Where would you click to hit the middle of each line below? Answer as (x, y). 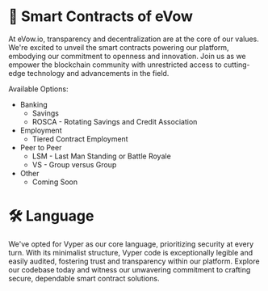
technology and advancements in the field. (98, 73)
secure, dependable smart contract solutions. (84, 278)
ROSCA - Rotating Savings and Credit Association (115, 121)
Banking (34, 104)
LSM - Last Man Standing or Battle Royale (101, 156)
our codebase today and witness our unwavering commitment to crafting (130, 269)
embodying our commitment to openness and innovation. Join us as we (127, 56)
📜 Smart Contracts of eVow (101, 17)
